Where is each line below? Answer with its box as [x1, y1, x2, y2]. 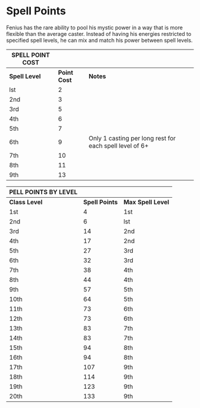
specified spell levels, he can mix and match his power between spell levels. [6, 36, 193, 44]
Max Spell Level [123, 198, 170, 206]
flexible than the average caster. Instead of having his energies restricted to [6, 30, 192, 37]
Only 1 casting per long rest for [88, 134, 176, 142]
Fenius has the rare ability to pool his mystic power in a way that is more [6, 24, 183, 31]
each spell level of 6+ [88, 142, 149, 150]
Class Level [9, 198, 43, 206]
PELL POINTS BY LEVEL [9, 188, 78, 196]
